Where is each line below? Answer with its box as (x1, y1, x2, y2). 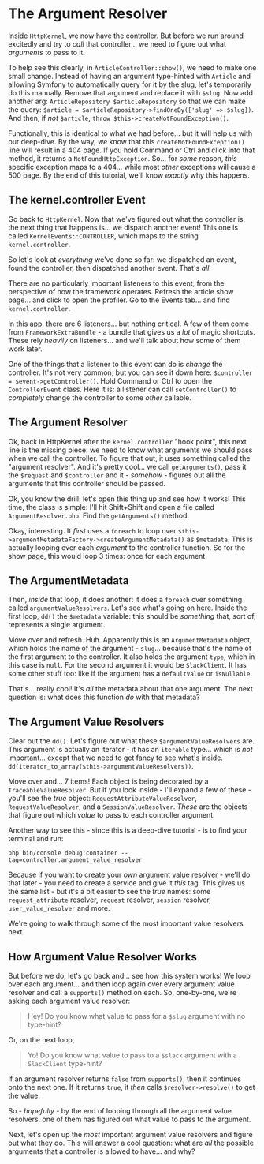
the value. (8, 1091, 41, 1100)
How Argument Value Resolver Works (8, 950, 197, 964)
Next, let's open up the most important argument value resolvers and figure (8, 1130, 254, 1139)
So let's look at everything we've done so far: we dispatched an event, (8, 254, 236, 264)
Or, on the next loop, (8, 1035, 75, 1044)
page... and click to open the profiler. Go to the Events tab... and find (8, 295, 230, 305)
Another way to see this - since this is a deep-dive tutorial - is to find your (8, 825, 248, 835)
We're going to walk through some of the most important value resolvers (8, 919, 244, 928)
